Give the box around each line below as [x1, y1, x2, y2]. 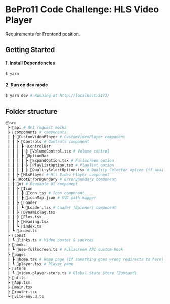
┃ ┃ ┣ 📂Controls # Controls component [7, 139, 90, 144]
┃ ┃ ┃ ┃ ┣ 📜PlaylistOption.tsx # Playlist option [7, 163, 114, 168]
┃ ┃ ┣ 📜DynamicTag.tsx [7, 210, 56, 215]
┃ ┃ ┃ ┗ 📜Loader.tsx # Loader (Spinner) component [7, 205, 116, 210]
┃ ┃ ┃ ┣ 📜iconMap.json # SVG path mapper [7, 195, 96, 200]
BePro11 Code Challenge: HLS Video [5, 4, 159, 15]
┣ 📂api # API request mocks [7, 125, 67, 130]
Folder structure [5, 107, 58, 116]
